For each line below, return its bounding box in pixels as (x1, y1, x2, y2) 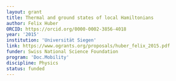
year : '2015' (6, 32, 40, 38)
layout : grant (6, 9, 43, 15)
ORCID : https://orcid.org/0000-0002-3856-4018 (6, 26, 127, 32)
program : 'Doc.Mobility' (6, 54, 69, 60)
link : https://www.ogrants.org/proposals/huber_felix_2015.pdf (6, 43, 171, 49)
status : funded (6, 65, 45, 72)
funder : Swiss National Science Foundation (6, 49, 119, 55)
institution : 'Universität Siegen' (6, 37, 97, 43)
